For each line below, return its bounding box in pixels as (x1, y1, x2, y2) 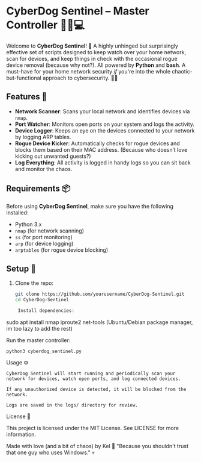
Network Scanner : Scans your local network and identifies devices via (14, 107, 190, 115)
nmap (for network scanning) (14, 227, 85, 234)
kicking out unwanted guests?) (14, 152, 91, 160)
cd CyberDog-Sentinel (14, 297, 69, 303)
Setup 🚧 (6, 263, 37, 273)
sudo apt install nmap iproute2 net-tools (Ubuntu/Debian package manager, (6, 319, 193, 326)
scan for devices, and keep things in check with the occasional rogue (6, 55, 178, 62)
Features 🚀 (6, 92, 47, 102)
